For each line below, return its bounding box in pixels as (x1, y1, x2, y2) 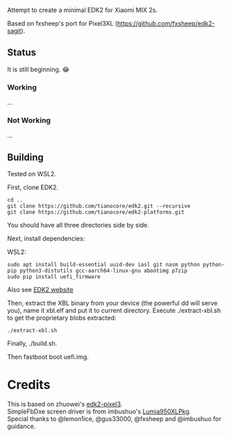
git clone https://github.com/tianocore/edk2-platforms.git (7, 209, 185, 216)
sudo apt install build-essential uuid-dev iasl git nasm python (7, 262, 200, 268)
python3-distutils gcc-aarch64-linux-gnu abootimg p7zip (19, 267, 188, 275)
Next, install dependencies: (7, 234, 85, 243)
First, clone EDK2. (7, 183, 59, 191)
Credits (7, 377, 51, 393)
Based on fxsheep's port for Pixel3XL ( (7, 19, 118, 27)
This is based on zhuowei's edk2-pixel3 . (7, 400, 123, 409)
